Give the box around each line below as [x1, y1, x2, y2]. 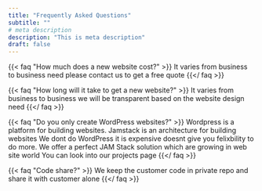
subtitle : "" [8, 19, 51, 27]
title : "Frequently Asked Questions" [8, 11, 132, 20]
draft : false [8, 41, 51, 49]
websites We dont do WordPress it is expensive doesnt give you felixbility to [8, 134, 254, 143]
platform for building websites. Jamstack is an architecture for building [8, 126, 237, 135]
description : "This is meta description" [8, 33, 146, 41]
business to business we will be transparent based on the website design [8, 94, 245, 103]
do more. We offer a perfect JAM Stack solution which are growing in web [8, 142, 247, 152]
